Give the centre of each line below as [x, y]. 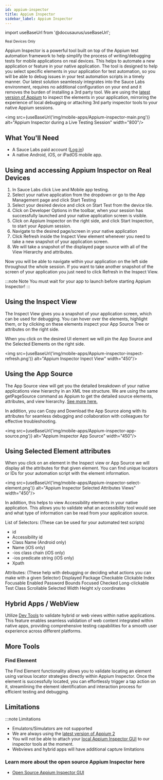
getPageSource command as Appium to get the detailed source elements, [79, 396]
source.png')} [19, 436]
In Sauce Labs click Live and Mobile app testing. [60, 189]
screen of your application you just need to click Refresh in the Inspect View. [82, 272]
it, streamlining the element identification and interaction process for [73, 686]
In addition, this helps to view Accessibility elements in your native [72, 503]
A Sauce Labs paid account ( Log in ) [48, 150]
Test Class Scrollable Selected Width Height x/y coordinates [65, 588]
